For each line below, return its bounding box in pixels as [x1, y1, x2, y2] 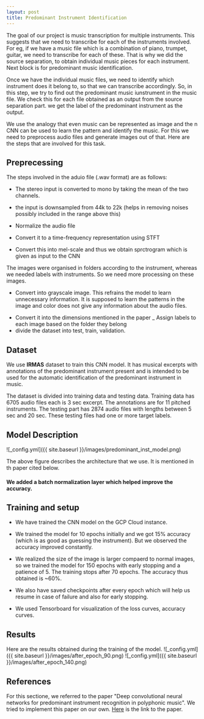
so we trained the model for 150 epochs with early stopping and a [15, 562, 181, 569]
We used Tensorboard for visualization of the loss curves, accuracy [15, 605, 186, 613]
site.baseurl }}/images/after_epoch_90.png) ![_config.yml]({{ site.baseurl [14, 652, 197, 660]
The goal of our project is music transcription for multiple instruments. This [6, 31, 195, 39]
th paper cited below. [6, 464, 60, 471]
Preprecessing [6, 157, 64, 168]
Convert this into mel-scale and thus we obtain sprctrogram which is [15, 246, 188, 253]
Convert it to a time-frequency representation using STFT [15, 234, 160, 242]
